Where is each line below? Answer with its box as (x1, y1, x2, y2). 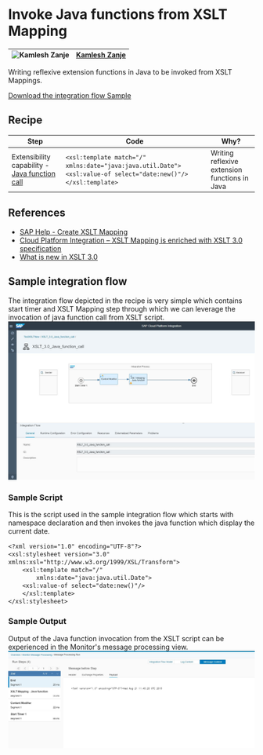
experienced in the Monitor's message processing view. (8, 642, 189, 651)
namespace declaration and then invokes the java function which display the (8, 518, 255, 527)
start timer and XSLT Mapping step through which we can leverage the (8, 304, 236, 313)
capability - (11, 161, 49, 170)
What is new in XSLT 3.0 (19, 252, 98, 261)
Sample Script (8, 492, 63, 503)
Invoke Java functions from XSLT (8, 5, 228, 24)
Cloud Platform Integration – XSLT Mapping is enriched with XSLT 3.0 (19, 235, 243, 245)
